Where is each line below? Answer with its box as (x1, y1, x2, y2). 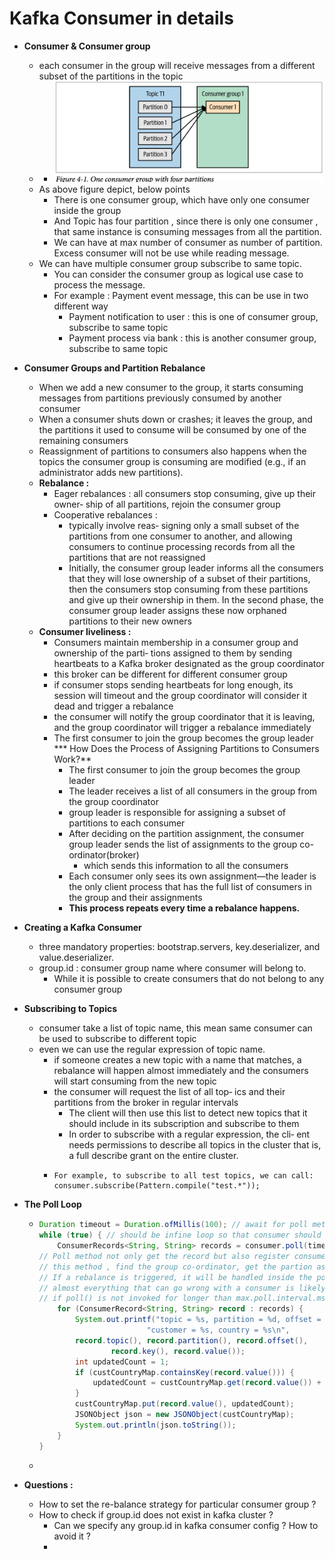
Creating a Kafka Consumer (23, 922, 142, 934)
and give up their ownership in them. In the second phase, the (68, 594, 324, 606)
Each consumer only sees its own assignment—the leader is (68, 870, 317, 882)
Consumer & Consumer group (23, 40, 151, 52)
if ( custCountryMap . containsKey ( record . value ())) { (74, 1367, 295, 1377)
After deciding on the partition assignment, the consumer (68, 828, 305, 840)
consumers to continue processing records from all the (68, 541, 296, 553)
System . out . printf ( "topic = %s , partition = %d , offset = (74, 1315, 322, 1325)
